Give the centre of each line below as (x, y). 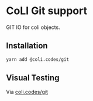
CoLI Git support (47, 11)
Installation (27, 46)
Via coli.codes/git (27, 92)
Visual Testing (33, 78)
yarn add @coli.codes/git (37, 59)
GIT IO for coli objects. (33, 27)
